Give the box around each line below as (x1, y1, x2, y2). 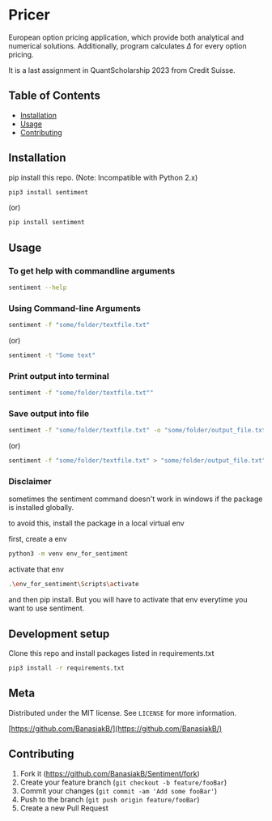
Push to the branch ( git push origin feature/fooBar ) (19, 794, 200, 804)
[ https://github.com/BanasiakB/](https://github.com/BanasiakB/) (8, 723, 223, 734)
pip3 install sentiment (8, 188, 89, 196)
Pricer (8, 6, 50, 24)
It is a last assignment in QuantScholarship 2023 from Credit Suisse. (8, 65, 236, 74)
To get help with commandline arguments (8, 265, 176, 276)
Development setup (8, 627, 110, 640)
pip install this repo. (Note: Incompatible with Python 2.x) (8, 172, 198, 182)
